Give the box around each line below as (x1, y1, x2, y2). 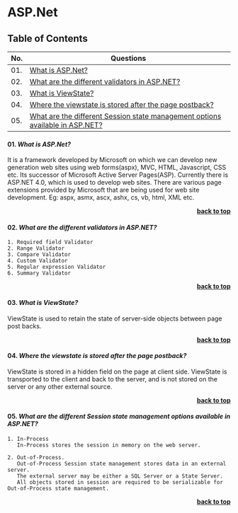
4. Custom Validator (7, 258, 69, 265)
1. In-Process (7, 436, 50, 443)
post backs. (7, 321, 42, 330)
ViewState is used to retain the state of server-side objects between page (7, 314, 222, 323)
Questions (110, 54, 147, 63)
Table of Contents (7, 33, 89, 45)
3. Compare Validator (7, 251, 72, 258)
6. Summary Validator (7, 270, 72, 277)
